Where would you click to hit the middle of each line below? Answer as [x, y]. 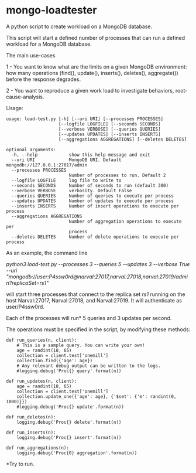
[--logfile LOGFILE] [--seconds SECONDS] [109, 124]
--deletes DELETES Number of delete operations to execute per [95, 237]
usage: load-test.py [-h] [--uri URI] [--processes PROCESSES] [85, 119]
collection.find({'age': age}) [55, 360]
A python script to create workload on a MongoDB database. [79, 26]
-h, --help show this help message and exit [81, 155]
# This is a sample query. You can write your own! [81, 345]
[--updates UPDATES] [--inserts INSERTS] [109, 134]
